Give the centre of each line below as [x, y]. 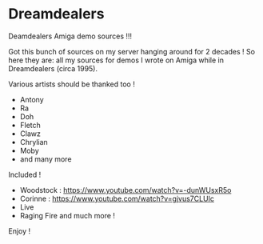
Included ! [25, 174]
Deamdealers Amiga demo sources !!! [70, 36]
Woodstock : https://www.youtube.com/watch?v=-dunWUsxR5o [126, 190]
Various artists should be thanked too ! [72, 84]
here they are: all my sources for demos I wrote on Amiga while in [116, 60]
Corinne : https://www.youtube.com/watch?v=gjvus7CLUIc [117, 198]
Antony [32, 99]
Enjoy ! [20, 231]
